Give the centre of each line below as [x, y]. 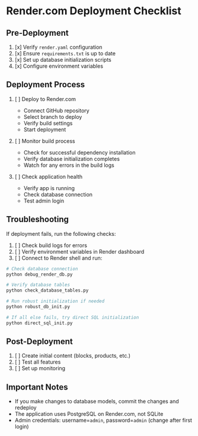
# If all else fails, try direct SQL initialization [73, 317]
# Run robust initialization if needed [55, 301]
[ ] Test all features [38, 362]
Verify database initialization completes [72, 159]
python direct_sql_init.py [39, 323]
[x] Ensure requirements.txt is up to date [65, 53]
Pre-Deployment [38, 33]
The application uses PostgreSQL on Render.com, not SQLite [89, 414]
